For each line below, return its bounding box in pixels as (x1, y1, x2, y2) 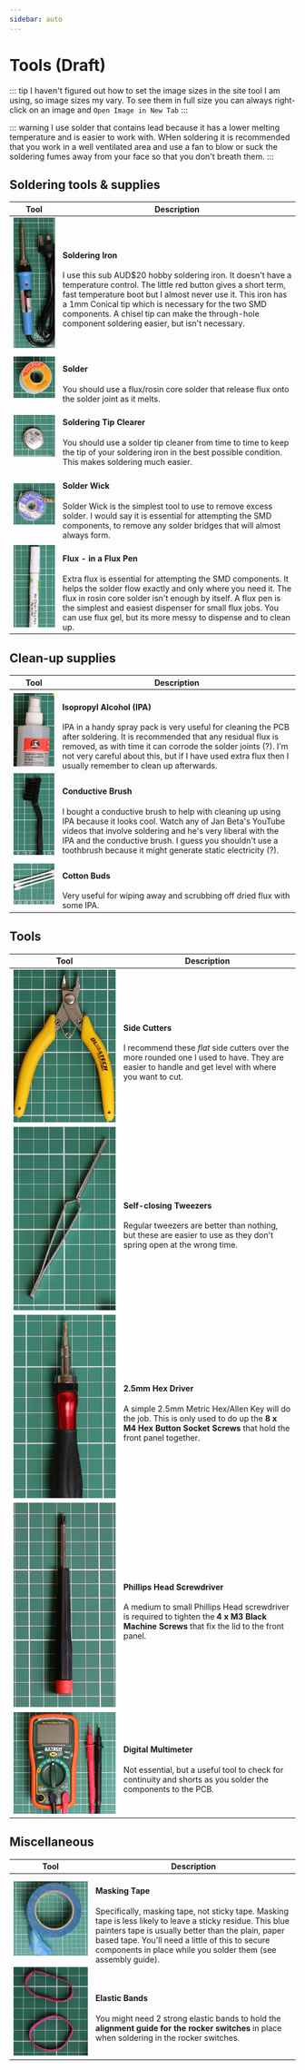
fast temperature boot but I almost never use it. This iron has (62, 289, 288, 300)
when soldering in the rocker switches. (94, 2032, 241, 2043)
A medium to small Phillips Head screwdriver (123, 1601, 290, 1612)
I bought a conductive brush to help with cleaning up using (62, 806, 281, 817)
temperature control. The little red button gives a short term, (62, 280, 286, 291)
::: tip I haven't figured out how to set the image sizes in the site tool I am (9, 84, 281, 95)
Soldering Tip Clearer (62, 417, 146, 428)
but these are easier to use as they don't (123, 1230, 274, 1241)
